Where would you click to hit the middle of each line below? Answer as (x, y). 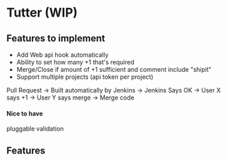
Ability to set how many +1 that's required (75, 62)
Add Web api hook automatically (62, 55)
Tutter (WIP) (42, 13)
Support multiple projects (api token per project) (85, 77)
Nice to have (25, 113)
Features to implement (56, 38)
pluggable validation (35, 129)
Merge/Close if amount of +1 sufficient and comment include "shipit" (114, 69)
